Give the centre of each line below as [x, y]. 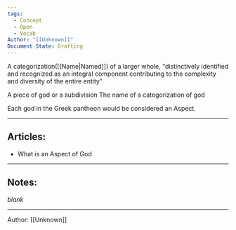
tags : [15, 14]
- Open [23, 27]
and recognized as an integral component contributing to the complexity [112, 74]
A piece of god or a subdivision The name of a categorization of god [106, 95]
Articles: [27, 137]
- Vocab [25, 33]
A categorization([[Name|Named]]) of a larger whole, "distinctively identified [118, 66]
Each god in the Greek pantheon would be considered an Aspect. [102, 108]
